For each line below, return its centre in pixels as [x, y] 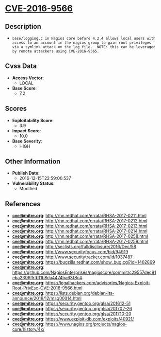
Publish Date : [26, 173]
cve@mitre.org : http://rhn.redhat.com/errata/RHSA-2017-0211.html [79, 216]
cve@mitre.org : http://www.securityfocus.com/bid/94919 [70, 252]
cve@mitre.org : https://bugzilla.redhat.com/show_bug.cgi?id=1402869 [83, 262]
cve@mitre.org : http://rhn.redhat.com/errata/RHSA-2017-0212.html [80, 221]
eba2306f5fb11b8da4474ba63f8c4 [47, 278]
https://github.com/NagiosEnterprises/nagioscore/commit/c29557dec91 [84, 272]
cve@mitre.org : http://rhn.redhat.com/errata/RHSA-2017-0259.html [80, 242]
